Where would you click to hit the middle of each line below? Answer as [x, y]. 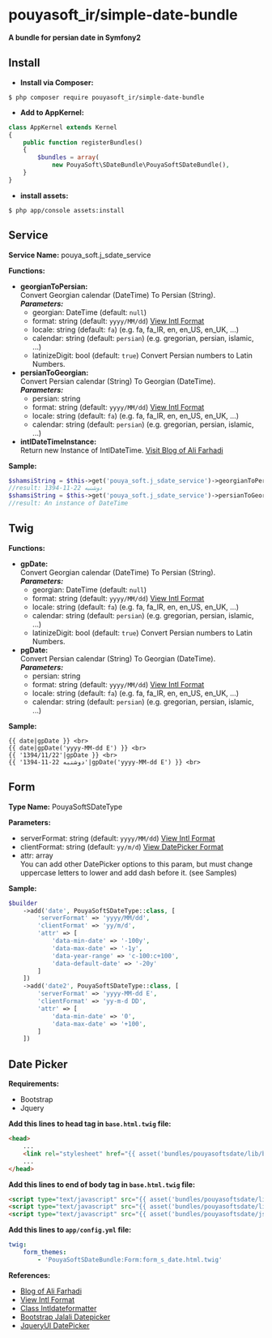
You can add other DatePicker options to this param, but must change [136, 864]
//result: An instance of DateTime [68, 503]
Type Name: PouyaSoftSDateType [66, 807]
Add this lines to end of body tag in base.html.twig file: [102, 1184]
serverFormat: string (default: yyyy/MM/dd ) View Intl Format [118, 838]
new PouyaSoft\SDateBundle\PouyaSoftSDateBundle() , [140, 165]
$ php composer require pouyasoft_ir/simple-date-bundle [106, 97]
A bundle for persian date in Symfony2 [75, 37]
